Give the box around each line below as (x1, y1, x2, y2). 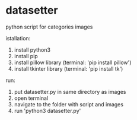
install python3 (14, 46, 51, 53)
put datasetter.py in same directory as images (14, 88, 126, 95)
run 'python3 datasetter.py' (14, 107, 81, 114)
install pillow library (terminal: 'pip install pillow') (14, 59, 132, 66)
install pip (14, 52, 38, 59)
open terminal (14, 94, 49, 102)
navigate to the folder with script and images (14, 100, 124, 108)
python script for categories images (5, 23, 93, 30)
